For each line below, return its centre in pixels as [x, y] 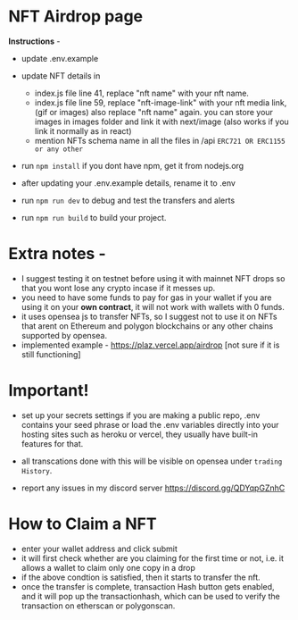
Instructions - [34, 41]
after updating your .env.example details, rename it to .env [128, 183]
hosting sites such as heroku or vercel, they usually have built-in [139, 434]
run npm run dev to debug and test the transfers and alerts [128, 200]
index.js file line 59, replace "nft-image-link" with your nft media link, [161, 102]
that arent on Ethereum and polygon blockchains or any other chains [147, 326]
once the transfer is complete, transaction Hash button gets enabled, [148, 586]
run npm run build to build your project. [94, 217]
